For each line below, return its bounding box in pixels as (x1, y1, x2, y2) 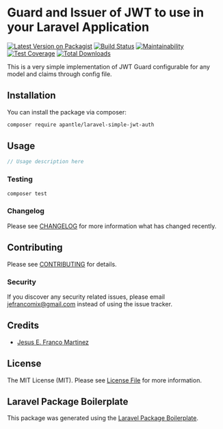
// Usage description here (7, 158, 84, 165)
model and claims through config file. (7, 70, 112, 78)
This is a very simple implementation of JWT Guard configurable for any (7, 62, 211, 71)
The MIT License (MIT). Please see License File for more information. (7, 376, 202, 384)
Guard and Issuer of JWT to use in (7, 5, 204, 21)
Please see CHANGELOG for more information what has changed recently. (7, 221, 217, 230)
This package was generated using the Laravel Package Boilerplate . (7, 414, 199, 422)
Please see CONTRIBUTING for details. (7, 260, 118, 268)
